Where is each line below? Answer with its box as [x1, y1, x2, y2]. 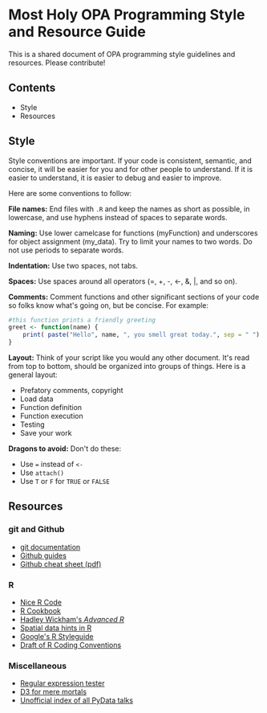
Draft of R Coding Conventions [19, 641, 122, 650]
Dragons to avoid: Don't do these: [8, 444, 122, 453]
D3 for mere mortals [19, 687, 87, 697]
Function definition [19, 403, 83, 412]
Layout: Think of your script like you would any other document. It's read [8, 353, 250, 363]
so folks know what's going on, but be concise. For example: [8, 300, 208, 310]
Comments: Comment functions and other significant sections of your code [8, 292, 260, 301]
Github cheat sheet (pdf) [19, 559, 102, 568]
